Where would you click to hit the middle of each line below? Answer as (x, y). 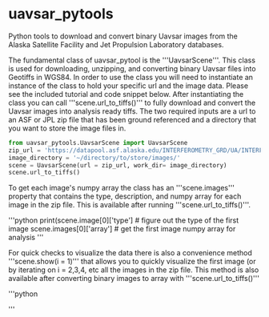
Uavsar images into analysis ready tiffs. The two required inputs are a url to (132, 111)
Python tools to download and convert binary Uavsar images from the (123, 36)
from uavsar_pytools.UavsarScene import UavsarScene (98, 142)
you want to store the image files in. (67, 128)
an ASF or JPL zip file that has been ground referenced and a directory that (132, 119)
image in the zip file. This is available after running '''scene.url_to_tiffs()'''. (129, 205)
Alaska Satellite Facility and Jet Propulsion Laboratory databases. (116, 44)
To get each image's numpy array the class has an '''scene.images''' (121, 188)
